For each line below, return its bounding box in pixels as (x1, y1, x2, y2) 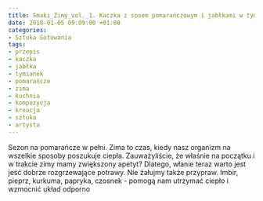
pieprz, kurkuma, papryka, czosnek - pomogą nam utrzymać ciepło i (8, 176, 229, 185)
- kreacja (8, 107, 41, 115)
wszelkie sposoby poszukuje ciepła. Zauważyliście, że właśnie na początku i (8, 151, 255, 160)
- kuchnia (8, 92, 41, 100)
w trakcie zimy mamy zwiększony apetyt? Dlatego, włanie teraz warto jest (8, 159, 247, 169)
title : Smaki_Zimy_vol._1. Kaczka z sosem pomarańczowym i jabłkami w (8, 11, 243, 20)
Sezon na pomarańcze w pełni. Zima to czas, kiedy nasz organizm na (8, 142, 231, 152)
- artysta (8, 121, 41, 129)
